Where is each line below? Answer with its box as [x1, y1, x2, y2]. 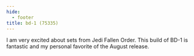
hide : [6, 8, 20, 15]
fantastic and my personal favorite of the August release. [6, 43, 149, 50]
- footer [12, 14, 34, 20]
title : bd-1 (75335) [6, 20, 59, 26]
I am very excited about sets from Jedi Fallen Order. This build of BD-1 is [6, 37, 188, 44]
